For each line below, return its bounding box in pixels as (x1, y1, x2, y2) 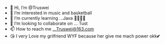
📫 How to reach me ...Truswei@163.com (9, 26, 94, 32)
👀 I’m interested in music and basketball (9, 10, 92, 16)
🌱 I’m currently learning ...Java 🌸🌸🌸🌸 (9, 15, 86, 21)
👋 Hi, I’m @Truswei (9, 5, 49, 10)
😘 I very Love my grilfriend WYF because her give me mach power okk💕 (9, 33, 160, 39)
